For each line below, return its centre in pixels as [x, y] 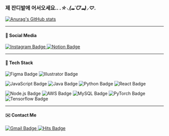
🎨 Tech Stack [19, 63]
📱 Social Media [21, 35]
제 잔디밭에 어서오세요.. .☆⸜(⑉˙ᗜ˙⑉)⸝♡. [51, 8]
